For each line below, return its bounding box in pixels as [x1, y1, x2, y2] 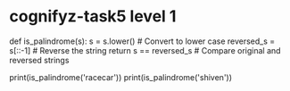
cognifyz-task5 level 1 [9, 6, 177, 27]
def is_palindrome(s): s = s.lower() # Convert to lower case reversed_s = [9, 36, 276, 46]
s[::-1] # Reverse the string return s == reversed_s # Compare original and [9, 45, 281, 55]
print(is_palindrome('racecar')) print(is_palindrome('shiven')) [9, 71, 233, 82]
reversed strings [9, 54, 70, 65]
